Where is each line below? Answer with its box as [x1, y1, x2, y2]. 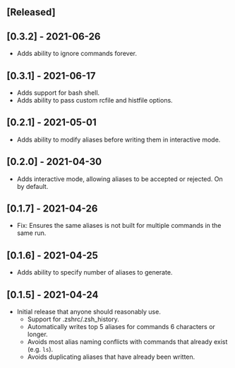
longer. [27, 330, 48, 339]
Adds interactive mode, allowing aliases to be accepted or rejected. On [16, 174, 223, 183]
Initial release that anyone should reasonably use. [16, 308, 162, 316]
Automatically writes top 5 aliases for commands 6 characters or [27, 323, 216, 331]
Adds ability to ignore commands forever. [16, 50, 137, 58]
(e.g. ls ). [27, 345, 54, 354]
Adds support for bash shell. [16, 88, 100, 97]
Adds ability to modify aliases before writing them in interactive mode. [16, 135, 221, 144]
